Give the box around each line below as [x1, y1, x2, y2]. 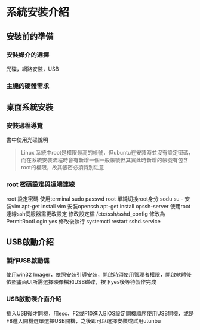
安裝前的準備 [6, 31, 54, 41]
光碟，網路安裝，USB [6, 65, 59, 72]
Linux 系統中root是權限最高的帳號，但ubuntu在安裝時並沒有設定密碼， [20, 149, 194, 156]
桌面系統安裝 [6, 102, 54, 113]
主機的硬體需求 [6, 81, 50, 90]
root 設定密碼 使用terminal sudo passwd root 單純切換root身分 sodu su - [6, 195, 184, 202]
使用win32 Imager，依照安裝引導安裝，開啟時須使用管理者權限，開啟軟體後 [6, 271, 192, 278]
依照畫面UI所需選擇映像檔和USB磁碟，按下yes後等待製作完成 [6, 278, 156, 286]
